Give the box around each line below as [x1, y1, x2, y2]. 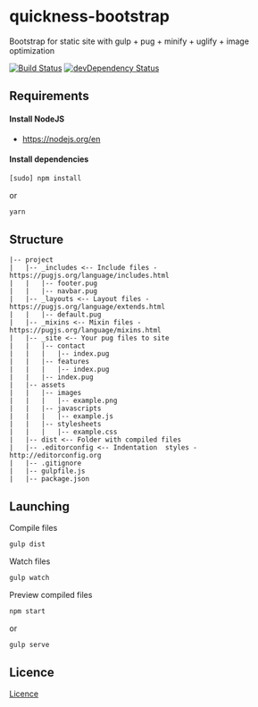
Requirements [9, 88, 89, 104]
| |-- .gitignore [9, 459, 82, 468]
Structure [9, 231, 64, 247]
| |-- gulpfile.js [9, 467, 87, 476]
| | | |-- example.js [9, 412, 114, 421]
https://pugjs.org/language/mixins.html [9, 326, 162, 335]
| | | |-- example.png [9, 396, 118, 406]
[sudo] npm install [9, 173, 82, 182]
